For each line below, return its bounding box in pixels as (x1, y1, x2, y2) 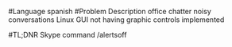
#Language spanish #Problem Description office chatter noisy (8, 7, 212, 16)
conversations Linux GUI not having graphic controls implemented (8, 15, 225, 24)
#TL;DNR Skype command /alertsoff (8, 31, 127, 39)
